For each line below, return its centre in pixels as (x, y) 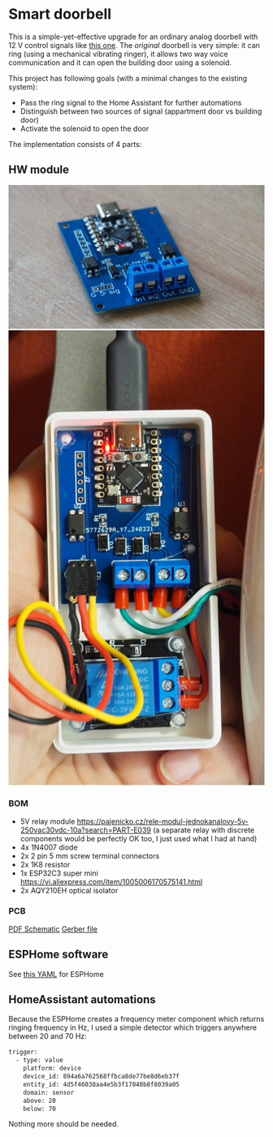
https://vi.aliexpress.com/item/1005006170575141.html (111, 881)
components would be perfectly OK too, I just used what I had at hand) (139, 838)
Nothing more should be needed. (64, 1124)
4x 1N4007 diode (49, 847)
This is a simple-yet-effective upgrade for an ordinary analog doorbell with (133, 37)
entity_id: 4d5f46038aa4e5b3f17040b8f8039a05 (102, 1085)
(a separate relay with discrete (204, 830)
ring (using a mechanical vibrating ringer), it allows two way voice (119, 54)
